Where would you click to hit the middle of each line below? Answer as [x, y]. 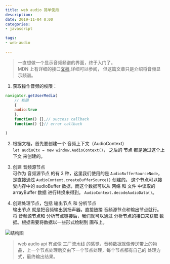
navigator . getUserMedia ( [31, 95]
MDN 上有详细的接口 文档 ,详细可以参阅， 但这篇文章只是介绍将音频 [87, 69]
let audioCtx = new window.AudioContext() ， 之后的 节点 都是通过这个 [86, 150]
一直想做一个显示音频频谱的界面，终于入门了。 [66, 62]
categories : [18, 24]
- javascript [19, 29]
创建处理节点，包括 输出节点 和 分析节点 [54, 203]
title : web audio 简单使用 [32, 10]
